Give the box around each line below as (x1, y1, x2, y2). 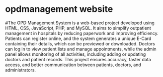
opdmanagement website (5, 3, 113, 15)
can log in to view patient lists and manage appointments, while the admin (5, 46, 157, 52)
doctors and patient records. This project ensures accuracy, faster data (5, 56, 152, 62)
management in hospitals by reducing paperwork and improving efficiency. (5, 30, 159, 36)
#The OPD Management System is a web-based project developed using (5, 20, 155, 26)
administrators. (5, 67, 36, 73)
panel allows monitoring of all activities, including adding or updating (5, 51, 146, 57)
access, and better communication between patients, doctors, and (5, 62, 142, 68)
